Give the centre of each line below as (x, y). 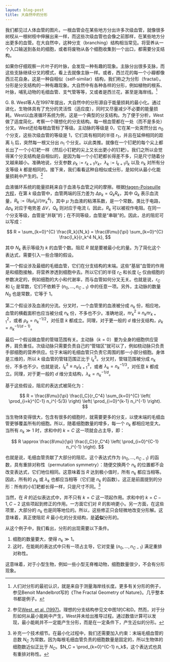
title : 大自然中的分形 (27, 15)
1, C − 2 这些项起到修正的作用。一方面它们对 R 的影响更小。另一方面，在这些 (85, 503)
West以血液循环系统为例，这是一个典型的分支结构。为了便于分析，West (89, 115)
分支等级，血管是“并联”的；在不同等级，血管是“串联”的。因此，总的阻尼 (84, 215)
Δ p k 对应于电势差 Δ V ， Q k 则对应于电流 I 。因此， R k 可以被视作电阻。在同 (81, 209)
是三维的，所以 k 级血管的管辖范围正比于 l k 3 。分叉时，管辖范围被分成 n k (80, 359)
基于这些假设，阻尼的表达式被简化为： (45, 385)
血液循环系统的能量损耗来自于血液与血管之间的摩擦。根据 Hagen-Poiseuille (83, 187)
